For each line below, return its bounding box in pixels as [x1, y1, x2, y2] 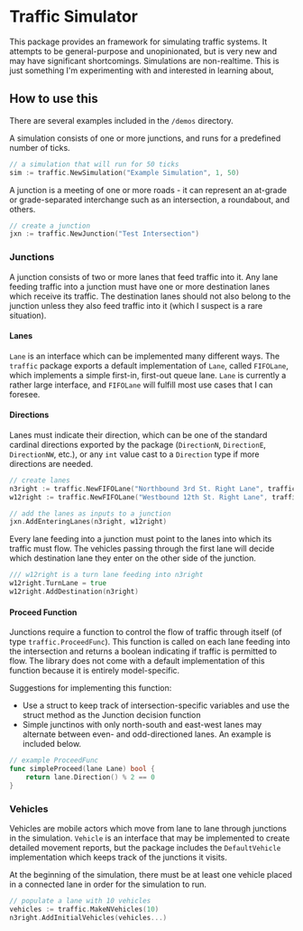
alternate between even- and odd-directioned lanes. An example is [22, 729, 272, 740]
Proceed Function [9, 607, 78, 618]
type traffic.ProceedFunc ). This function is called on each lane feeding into [9, 637, 290, 647]
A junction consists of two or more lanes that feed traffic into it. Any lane [9, 271, 279, 282]
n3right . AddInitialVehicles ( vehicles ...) [9, 913, 168, 922]
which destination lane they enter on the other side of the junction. [9, 553, 257, 563]
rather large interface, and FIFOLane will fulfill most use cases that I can [9, 379, 273, 390]
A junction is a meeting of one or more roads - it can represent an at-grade [9, 184, 287, 195]
